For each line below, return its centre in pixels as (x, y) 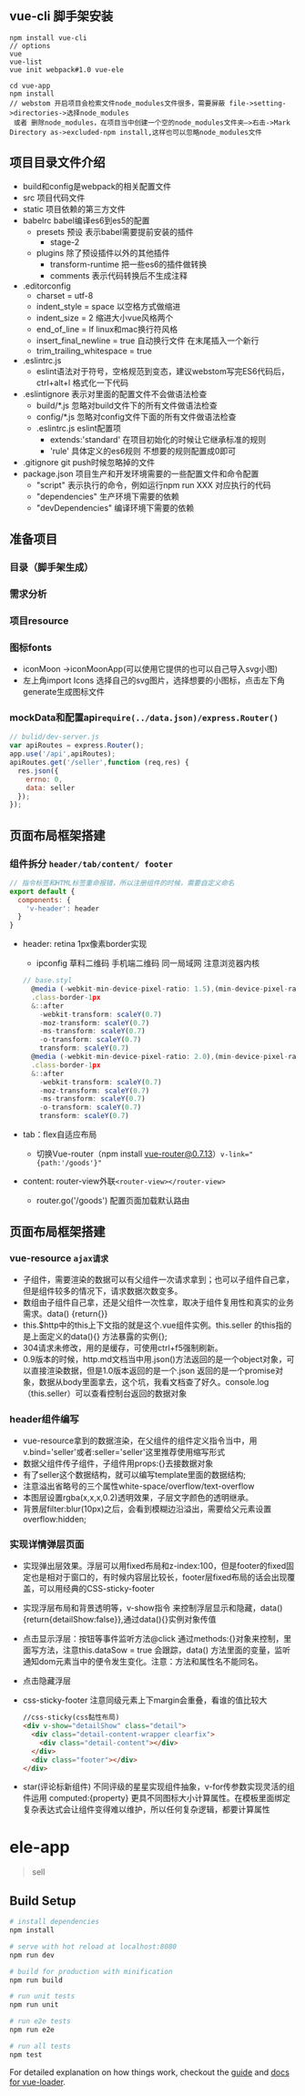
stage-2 (65, 242)
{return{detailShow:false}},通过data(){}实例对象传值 (119, 1620)
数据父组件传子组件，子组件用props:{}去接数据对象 (118, 1463)
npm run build (36, 1980)
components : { (44, 900)
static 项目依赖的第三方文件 (74, 209)
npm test (26, 2055)
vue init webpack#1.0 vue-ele (67, 70)
